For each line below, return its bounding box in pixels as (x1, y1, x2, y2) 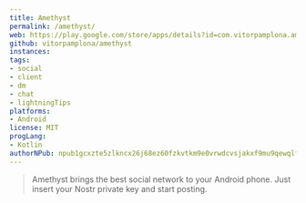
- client (9, 73, 43, 82)
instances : (9, 47, 51, 56)
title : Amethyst (9, 13, 71, 23)
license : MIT (9, 124, 59, 133)
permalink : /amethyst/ (9, 22, 96, 31)
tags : (9, 56, 30, 65)
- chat (9, 89, 35, 98)
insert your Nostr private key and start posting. (31, 183, 208, 194)
